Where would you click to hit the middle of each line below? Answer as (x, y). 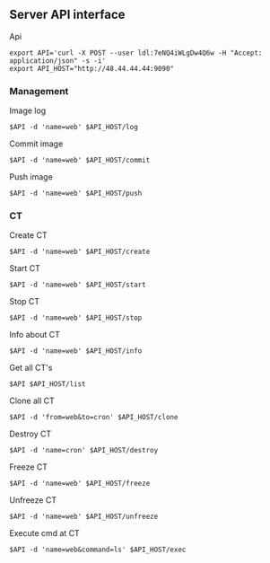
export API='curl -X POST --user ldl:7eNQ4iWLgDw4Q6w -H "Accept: (136, 53)
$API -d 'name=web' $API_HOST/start (78, 285)
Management (39, 91)
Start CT (25, 268)
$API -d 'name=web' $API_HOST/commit (80, 161)
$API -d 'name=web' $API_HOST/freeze (80, 484)
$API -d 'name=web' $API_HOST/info (76, 351)
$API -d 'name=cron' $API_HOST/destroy (84, 451)
